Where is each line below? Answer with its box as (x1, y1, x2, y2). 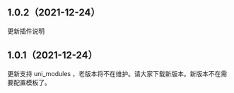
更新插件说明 (7, 27, 45, 35)
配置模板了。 (13, 78, 51, 87)
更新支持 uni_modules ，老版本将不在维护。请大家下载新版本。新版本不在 (7, 69, 221, 77)
